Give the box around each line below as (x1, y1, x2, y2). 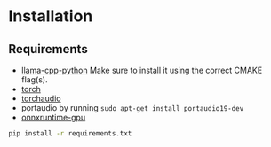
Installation (8, 6, 93, 27)
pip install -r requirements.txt (8, 129, 132, 138)
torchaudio (20, 93, 61, 104)
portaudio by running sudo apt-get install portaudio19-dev (20, 103, 244, 112)
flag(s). (20, 74, 48, 85)
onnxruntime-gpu (20, 112, 86, 122)
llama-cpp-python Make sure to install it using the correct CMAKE (20, 65, 263, 75)
